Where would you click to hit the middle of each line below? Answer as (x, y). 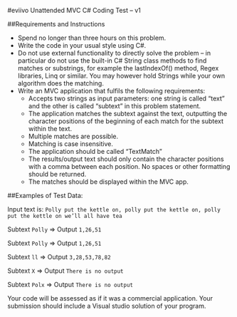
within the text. (50, 129)
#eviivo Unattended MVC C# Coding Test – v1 (74, 10)
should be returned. (57, 174)
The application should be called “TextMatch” (95, 151)
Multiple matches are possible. (73, 136)
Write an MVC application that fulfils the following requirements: (111, 91)
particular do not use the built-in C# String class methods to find (112, 61)
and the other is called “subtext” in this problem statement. (115, 106)
